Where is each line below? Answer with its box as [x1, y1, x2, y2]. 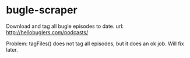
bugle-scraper [6, 3, 78, 17]
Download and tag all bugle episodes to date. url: [6, 23, 124, 30]
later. [6, 46, 19, 53]
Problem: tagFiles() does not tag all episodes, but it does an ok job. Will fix [6, 40, 185, 47]
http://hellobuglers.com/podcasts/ [6, 28, 89, 35]
